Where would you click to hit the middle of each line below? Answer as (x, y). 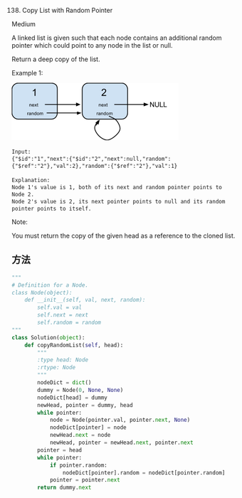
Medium (24, 24)
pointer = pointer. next (85, 480)
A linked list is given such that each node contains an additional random (117, 38)
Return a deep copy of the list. (56, 59)
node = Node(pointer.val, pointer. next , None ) (120, 420)
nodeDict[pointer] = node (88, 428)
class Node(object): (42, 292)
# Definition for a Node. (50, 285)
